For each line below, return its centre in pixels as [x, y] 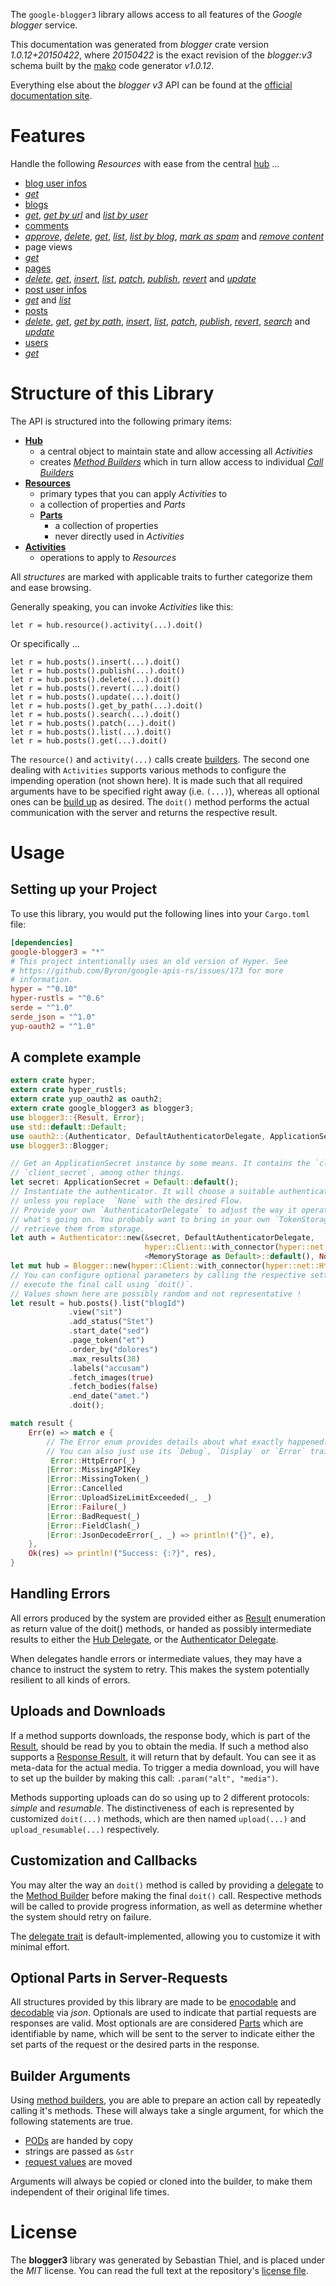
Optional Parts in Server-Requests [119, 1977]
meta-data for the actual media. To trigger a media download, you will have [165, 1767]
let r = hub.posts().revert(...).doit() [96, 688]
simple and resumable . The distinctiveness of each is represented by [152, 1808]
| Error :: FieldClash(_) [93, 1525]
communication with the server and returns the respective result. [144, 812]
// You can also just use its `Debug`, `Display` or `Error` [176, 1451]
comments [46, 225]
